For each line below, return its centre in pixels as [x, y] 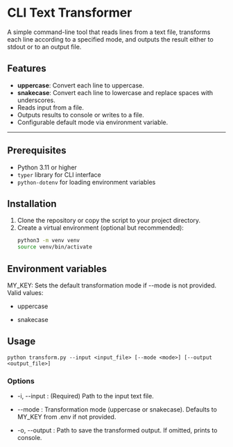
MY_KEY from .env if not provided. [67, 417]
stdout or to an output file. [44, 47]
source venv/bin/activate [54, 247]
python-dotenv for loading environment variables [86, 182]
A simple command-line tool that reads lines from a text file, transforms [109, 32]
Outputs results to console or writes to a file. [80, 115]
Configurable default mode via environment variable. [93, 122]
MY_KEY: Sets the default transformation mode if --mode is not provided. [112, 285]
